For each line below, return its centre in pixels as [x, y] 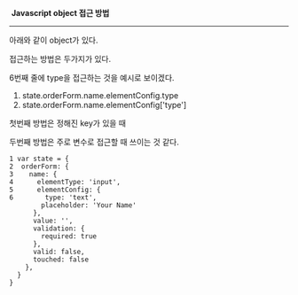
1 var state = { [39, 159]
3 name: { [33, 175]
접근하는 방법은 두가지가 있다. [60, 59]
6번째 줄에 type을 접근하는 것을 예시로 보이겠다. [92, 78]
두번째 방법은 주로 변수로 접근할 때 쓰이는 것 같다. [94, 142]
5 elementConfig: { [55, 190]
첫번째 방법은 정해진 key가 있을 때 [68, 123]
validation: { [59, 229]
